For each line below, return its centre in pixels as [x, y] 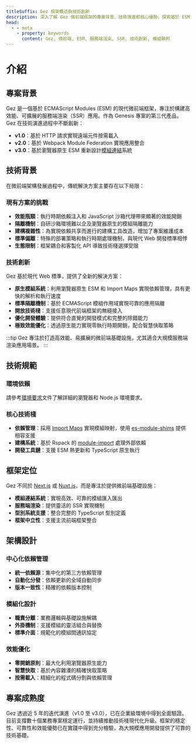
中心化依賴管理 [27, 558]
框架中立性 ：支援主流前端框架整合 [56, 520]
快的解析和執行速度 [38, 296]
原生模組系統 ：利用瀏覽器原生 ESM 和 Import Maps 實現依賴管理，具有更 [102, 289]
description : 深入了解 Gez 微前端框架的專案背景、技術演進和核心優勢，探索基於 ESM [98, 17]
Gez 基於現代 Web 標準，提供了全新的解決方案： [65, 276]
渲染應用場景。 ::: [27, 345]
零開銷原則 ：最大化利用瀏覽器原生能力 [61, 663]
